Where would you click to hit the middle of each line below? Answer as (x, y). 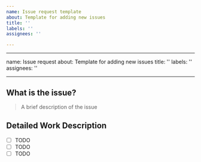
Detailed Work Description (57, 126)
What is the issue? (41, 92)
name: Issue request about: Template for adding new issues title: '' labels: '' (99, 62)
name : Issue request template (44, 12)
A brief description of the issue (59, 107)
